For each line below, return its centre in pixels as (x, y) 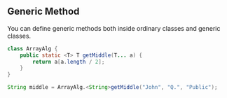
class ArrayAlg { (33, 48)
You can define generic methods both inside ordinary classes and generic (114, 28)
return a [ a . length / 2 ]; (69, 62)
